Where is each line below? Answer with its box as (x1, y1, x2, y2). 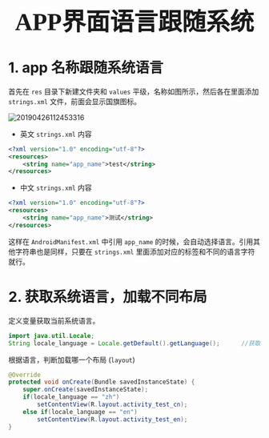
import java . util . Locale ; (8, 332, 94, 340)
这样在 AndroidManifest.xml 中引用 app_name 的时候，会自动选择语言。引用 (8, 236, 254, 246)
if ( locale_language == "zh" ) (22, 393, 120, 401)
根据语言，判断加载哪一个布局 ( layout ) (8, 355, 136, 364)
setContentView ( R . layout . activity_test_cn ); (37, 400, 188, 409)
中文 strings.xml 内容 (19, 183, 92, 193)
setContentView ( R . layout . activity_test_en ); (37, 415, 188, 424)
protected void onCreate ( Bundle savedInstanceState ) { (8, 378, 195, 386)
